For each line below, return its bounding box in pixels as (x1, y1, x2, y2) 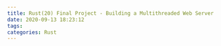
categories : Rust (7, 28, 57, 36)
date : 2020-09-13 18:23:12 (7, 16, 85, 23)
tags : (7, 22, 23, 29)
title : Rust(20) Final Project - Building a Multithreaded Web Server (7, 9, 214, 17)
